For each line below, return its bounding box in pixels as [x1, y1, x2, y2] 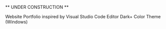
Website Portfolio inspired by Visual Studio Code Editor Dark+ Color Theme [5, 14, 161, 19]
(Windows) [5, 19, 28, 25]
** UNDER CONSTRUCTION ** [5, 4, 69, 10]
